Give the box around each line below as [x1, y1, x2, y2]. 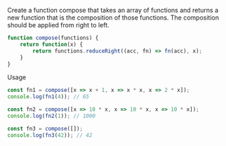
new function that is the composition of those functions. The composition [7, 13, 220, 22]
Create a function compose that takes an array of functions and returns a [7, 6, 219, 14]
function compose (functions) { [7, 34, 99, 41]
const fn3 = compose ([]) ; [7, 125, 83, 132]
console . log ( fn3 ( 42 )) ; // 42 [7, 131, 93, 139]
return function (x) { [20, 41, 83, 48]
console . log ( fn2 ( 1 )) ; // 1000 [7, 112, 96, 119]
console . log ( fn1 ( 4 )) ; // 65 [7, 93, 90, 100]
